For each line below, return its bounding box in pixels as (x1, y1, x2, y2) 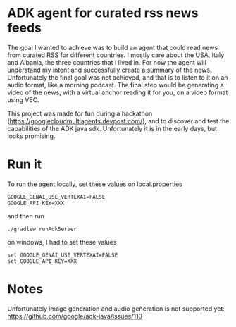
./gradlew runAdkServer (7, 226, 77, 233)
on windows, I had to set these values (7, 237, 117, 246)
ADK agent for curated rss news (7, 5, 199, 21)
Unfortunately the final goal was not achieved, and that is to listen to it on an (7, 73, 228, 82)
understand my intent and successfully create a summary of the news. (7, 66, 212, 74)
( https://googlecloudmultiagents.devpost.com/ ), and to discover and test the (7, 116, 230, 125)
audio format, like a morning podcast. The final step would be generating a (7, 80, 224, 89)
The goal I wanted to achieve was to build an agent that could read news (7, 43, 218, 51)
